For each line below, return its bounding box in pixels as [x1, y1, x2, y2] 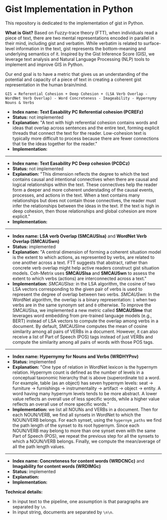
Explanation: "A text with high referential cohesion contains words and [12, 119, 158, 125]
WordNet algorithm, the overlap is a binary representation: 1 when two [12, 296, 157, 302]
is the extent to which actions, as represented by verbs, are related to [12, 254, 155, 260]
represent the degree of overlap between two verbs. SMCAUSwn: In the [12, 291, 160, 297]
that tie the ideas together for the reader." [12, 141, 98, 147]
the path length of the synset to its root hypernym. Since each [12, 422, 140, 428]
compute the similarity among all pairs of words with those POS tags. [12, 339, 154, 345]
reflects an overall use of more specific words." [12, 401, 109, 407]
